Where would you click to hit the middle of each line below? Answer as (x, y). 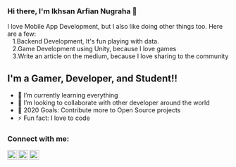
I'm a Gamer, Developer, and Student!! (93, 78)
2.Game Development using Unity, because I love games (94, 49)
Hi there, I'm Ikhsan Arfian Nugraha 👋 (72, 11)
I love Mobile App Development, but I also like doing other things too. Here (115, 27)
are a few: (22, 34)
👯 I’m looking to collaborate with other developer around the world (113, 103)
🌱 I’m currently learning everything (68, 95)
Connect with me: (38, 139)
